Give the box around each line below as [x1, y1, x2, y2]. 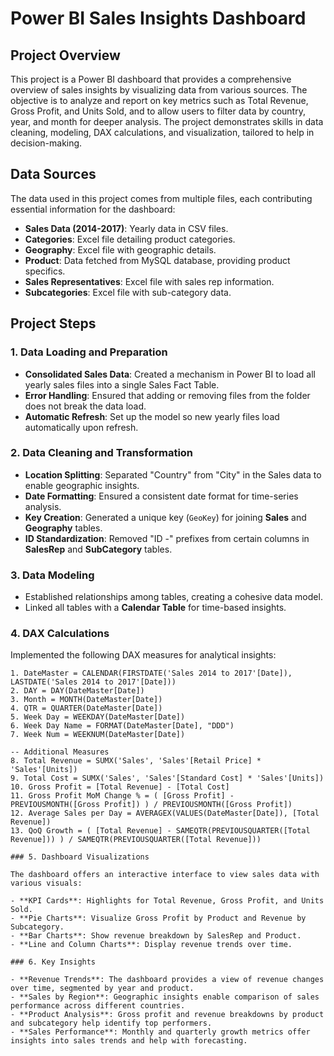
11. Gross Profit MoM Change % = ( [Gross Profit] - [10, 791, 235, 801]
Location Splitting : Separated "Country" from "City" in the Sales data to [24, 468, 322, 481]
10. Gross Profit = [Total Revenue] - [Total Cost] [10, 782, 230, 792]
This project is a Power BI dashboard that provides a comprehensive [10, 73, 292, 85]
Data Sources [10, 166, 97, 183]
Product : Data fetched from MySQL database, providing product [24, 254, 291, 266]
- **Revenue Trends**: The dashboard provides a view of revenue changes [10, 975, 325, 985]
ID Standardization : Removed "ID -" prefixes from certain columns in [24, 532, 310, 544]
